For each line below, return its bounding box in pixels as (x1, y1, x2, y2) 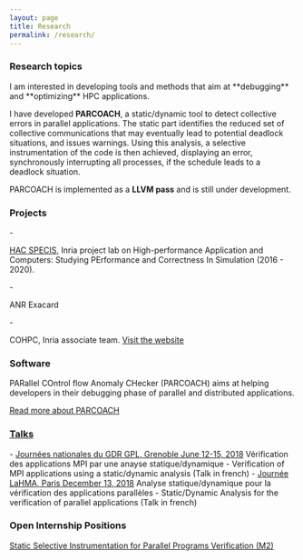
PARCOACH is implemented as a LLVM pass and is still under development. (9, 184, 292, 195)
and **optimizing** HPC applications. (9, 90, 150, 101)
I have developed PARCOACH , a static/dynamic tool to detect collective (9, 108, 277, 119)
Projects (9, 206, 47, 219)
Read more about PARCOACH (9, 405, 120, 416)
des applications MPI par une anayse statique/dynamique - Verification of (9, 458, 285, 469)
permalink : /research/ (9, 30, 95, 39)
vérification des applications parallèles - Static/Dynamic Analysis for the (9, 487, 279, 498)
